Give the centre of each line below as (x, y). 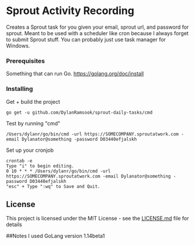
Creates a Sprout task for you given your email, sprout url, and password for (97, 27)
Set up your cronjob (30, 150)
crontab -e (19, 161)
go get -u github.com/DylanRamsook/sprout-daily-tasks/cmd (79, 113)
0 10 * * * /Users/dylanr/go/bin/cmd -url (58, 171)
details (14, 224)
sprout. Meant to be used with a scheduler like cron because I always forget (97, 33)
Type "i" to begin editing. (40, 166)
